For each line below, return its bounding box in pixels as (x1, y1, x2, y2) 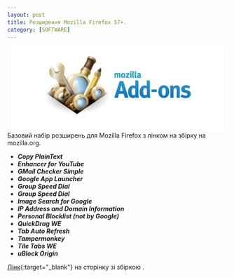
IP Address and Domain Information (17, 204, 125, 213)
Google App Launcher (17, 174, 83, 183)
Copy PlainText (17, 152, 63, 161)
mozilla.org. (7, 138, 41, 147)
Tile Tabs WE (17, 241, 57, 250)
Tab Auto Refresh (17, 227, 70, 235)
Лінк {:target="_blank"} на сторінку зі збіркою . (7, 263, 145, 271)
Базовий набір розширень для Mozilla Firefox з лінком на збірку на (7, 131, 207, 140)
